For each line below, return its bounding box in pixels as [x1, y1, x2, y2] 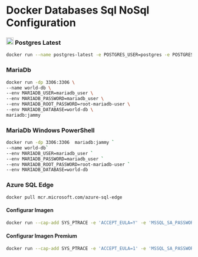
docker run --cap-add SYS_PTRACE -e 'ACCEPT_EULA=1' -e [6, 245, 146, 251]
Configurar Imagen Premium [6, 232, 78, 239]
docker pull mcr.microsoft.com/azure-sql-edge [6, 194, 123, 200]
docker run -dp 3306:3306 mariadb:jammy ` [6, 140, 115, 146]
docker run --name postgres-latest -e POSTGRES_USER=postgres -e [6, 52, 170, 58]
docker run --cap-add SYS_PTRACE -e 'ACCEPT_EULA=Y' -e [6, 219, 146, 226]
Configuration [6, 16, 77, 29]
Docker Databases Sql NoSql [6, 4, 150, 17]
